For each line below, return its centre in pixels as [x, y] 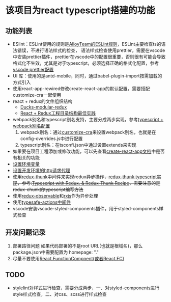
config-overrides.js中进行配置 [51, 139]
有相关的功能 [26, 158]
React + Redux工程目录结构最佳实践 [58, 113]
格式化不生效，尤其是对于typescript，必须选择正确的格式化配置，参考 [86, 63]
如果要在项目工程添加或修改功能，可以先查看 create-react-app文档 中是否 [89, 151]
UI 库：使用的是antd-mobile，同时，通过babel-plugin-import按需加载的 [87, 76]
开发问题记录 [25, 232]
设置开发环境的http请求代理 [41, 170]
